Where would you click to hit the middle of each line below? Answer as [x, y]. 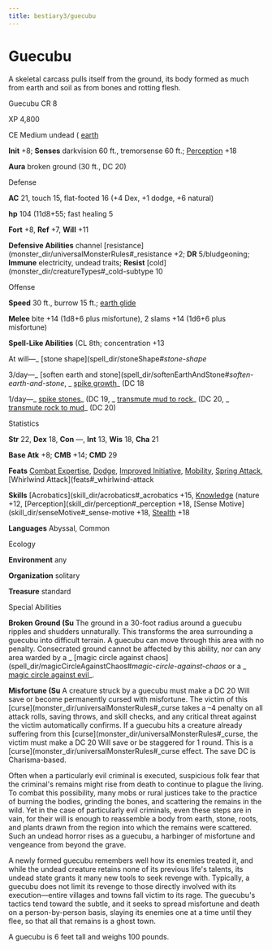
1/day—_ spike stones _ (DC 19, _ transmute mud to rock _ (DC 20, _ [119, 399]
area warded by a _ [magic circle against [76, 657]
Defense [23, 182]
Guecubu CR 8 [33, 103]
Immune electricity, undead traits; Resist [77, 262]
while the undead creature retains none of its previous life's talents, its [126, 869]
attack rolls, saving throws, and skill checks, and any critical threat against [133, 716]
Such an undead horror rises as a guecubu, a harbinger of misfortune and [132, 836]
